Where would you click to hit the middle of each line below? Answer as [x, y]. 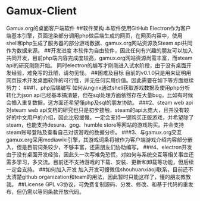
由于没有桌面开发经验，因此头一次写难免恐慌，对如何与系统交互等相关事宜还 [100, 154]
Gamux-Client [42, 11]
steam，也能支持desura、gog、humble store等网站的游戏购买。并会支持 [95, 125]
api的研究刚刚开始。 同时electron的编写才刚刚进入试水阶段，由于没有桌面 [96, 65]
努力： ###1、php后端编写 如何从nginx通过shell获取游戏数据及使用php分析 [98, 87]
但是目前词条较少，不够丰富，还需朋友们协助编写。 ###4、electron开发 [104, 147]
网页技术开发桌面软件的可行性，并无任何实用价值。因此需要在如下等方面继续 [100, 80]
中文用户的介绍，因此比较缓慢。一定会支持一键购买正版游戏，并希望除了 [105, 117]
